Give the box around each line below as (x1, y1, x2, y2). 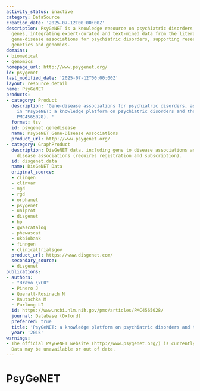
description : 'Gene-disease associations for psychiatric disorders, (11, 102, 187, 109)
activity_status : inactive (6, 8, 73, 15)
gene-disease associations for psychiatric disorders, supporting (11, 36, 180, 42)
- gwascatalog (11, 224, 46, 230)
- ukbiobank (11, 236, 42, 242)
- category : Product (6, 97, 58, 103)
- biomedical (6, 53, 39, 59)
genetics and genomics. (11, 42, 70, 48)
